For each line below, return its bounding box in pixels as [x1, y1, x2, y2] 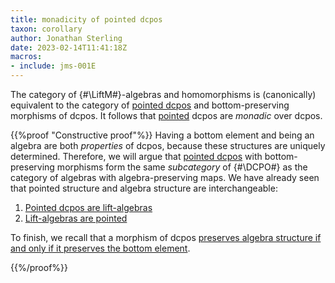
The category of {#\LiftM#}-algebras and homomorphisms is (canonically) [10, 89, 317, 100]
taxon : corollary [10, 24, 83, 34]
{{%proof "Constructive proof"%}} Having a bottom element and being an [10, 129, 315, 141]
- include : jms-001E [10, 61, 97, 71]
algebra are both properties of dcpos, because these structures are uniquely [10, 140, 326, 151]
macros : [10, 52, 43, 62]
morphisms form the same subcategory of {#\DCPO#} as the [56, 161, 308, 173]
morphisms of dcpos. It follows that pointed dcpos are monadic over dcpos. [10, 110, 323, 121]
